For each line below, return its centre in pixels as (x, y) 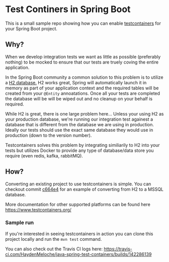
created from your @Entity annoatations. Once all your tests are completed (82, 93)
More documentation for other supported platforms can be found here (78, 204)
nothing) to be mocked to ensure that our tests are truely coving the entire (82, 62)
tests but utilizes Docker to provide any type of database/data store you (80, 150)
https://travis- (118, 249)
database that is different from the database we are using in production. (80, 124)
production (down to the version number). (49, 135)
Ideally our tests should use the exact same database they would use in (79, 130)
